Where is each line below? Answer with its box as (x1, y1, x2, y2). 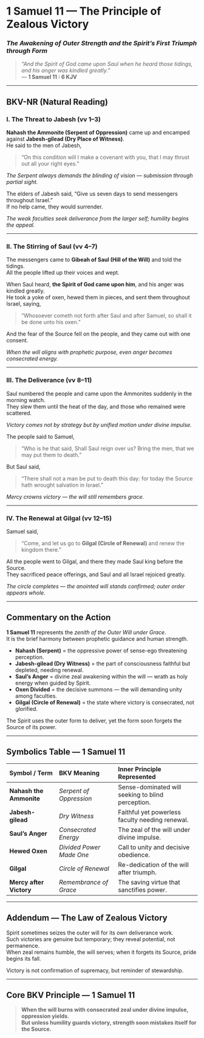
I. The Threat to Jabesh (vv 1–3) (6, 115, 101, 123)
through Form (6, 47, 48, 55)
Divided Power (58, 842, 101, 851)
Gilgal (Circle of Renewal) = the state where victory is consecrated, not (15, 699, 194, 706)
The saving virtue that (118, 878, 180, 886)
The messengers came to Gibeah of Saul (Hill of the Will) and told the (6, 256, 182, 263)
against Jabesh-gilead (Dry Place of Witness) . (6, 135, 124, 143)
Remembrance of (58, 878, 109, 886)
